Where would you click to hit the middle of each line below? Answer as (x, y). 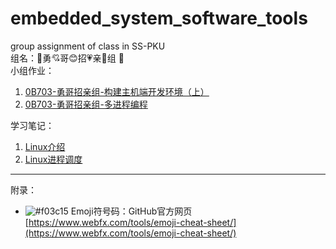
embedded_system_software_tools (159, 18)
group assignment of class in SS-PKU (88, 46)
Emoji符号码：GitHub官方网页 (131, 211)
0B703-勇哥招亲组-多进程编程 (86, 104)
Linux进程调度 (53, 159)
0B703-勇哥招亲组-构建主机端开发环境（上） (117, 91)
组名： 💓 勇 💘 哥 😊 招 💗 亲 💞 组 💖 (67, 58)
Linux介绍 (45, 146)
